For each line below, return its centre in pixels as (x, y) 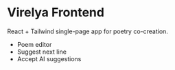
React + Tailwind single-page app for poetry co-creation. (87, 31)
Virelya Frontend (56, 13)
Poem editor (34, 44)
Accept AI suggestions (49, 58)
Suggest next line (42, 52)
